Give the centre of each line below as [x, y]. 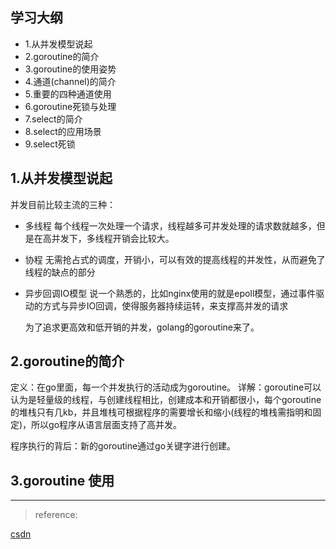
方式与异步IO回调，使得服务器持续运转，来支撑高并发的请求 [165, 305]
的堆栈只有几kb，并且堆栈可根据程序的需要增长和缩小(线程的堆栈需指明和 [161, 412]
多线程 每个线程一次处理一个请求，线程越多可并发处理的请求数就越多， [170, 225]
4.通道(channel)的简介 [70, 81]
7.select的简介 [53, 119]
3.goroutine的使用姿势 [70, 69]
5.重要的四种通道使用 [68, 94]
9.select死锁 [50, 144]
